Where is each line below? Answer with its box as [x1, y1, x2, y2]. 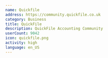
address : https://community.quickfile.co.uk [5, 12, 101, 17]
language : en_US [5, 45, 40, 50]
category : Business [5, 17, 47, 22]
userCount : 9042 [5, 31, 40, 36]
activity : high [5, 40, 38, 45]
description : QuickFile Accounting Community [5, 26, 103, 31]
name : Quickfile [5, 7, 40, 13]
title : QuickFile [5, 21, 42, 27]
